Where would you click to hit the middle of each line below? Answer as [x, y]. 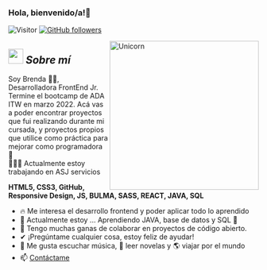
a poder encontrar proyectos [55, 113]
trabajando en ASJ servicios [54, 172]
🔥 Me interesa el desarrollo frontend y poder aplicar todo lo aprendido [134, 211]
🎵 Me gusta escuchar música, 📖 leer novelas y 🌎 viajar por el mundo [132, 246]
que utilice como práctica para [58, 138]
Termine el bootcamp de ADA [56, 96]
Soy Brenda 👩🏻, [34, 79]
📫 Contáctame [44, 258]
